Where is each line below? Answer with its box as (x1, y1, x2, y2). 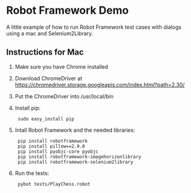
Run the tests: (14, 169, 50, 177)
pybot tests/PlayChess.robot (17, 181, 91, 187)
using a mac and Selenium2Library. (6, 29, 93, 37)
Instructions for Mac (6, 47, 84, 58)
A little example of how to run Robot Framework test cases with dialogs (6, 23, 181, 31)
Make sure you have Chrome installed (14, 63, 108, 70)
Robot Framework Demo (6, 4, 129, 17)
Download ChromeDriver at (14, 74, 83, 82)
